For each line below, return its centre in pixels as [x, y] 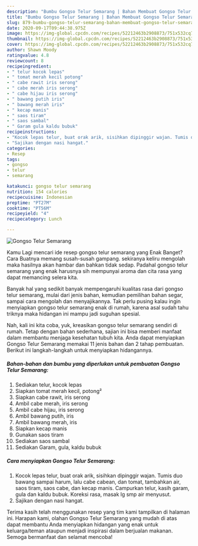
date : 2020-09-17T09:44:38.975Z [46, 28]
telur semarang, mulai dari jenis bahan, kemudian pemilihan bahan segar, [95, 295]
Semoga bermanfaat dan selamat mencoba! [60, 537]
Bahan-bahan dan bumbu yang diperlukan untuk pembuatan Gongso [93, 364]
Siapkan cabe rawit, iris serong [53, 397]
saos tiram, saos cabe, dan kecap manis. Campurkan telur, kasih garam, [102, 488]
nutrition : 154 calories [37, 192]
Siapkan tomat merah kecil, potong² [58, 391]
